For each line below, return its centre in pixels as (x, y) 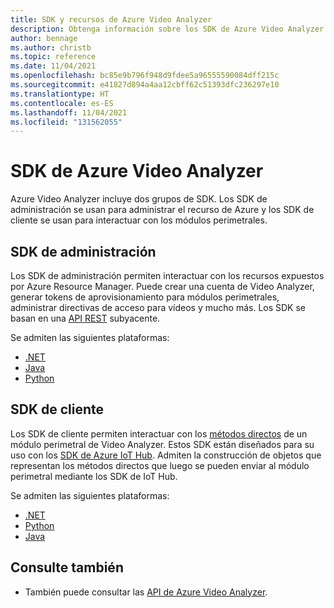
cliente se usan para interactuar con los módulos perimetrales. (139, 220)
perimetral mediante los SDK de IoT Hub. (94, 476)
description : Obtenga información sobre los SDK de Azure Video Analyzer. (169, 29)
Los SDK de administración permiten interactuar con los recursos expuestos (167, 275)
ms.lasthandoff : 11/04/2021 (69, 112)
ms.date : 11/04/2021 (53, 66)
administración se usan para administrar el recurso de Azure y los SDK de (162, 210)
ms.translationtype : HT (60, 94)
